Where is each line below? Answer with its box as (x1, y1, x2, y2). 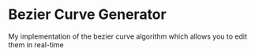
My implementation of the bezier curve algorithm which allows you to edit (8, 32, 247, 41)
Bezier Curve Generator (8, 6, 167, 24)
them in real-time (8, 39, 65, 49)
